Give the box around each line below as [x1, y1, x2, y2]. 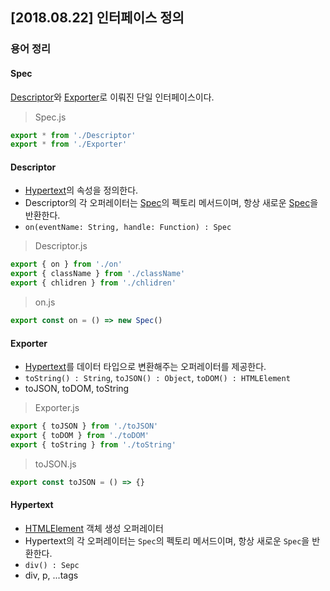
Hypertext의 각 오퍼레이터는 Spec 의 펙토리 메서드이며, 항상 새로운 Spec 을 [24, 534, 310, 547]
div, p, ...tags [24, 569, 79, 581]
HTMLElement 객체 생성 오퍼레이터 [24, 522, 164, 534]
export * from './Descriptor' [10, 130, 137, 140]
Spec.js [34, 111, 67, 123]
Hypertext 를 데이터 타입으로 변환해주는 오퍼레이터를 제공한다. [24, 361, 267, 373]
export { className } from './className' [10, 269, 186, 279]
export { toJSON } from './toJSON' [10, 421, 159, 432]
